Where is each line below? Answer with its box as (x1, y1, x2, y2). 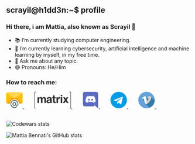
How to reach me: (6, 78, 57, 86)
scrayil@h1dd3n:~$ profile (6, 5, 105, 15)
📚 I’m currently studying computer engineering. (14, 36, 131, 43)
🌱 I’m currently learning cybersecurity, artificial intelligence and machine (14, 44, 190, 52)
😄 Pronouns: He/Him (14, 63, 66, 70)
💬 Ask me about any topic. (14, 57, 78, 64)
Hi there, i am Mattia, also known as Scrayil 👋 (6, 23, 136, 31)
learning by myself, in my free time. (14, 51, 100, 58)
